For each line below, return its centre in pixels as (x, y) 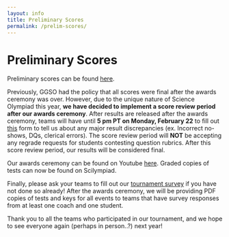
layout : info (26, 13)
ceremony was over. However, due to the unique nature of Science (101, 99)
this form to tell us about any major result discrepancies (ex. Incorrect (105, 128)
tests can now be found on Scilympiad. (62, 171)
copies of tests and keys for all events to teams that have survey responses (113, 198)
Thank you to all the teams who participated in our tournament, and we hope (115, 219)
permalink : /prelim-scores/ (47, 26)
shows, (17, 136)
